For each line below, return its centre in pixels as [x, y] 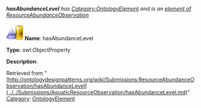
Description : [22, 61]
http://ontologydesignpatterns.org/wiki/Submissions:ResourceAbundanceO [101, 79]
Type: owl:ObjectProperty [39, 50]
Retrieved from [25, 73]
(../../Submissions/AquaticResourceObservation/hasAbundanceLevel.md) [97, 92]
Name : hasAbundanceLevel [59, 38]
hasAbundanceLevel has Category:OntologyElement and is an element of [99, 9]
